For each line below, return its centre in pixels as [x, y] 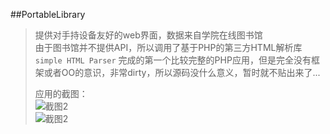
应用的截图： [61, 93]
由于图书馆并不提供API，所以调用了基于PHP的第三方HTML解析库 [168, 47]
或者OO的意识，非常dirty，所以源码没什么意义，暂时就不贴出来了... [182, 72]
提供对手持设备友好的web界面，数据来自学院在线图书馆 [148, 35]
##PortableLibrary [48, 14]
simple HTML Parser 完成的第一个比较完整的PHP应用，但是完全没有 [173, 60]
